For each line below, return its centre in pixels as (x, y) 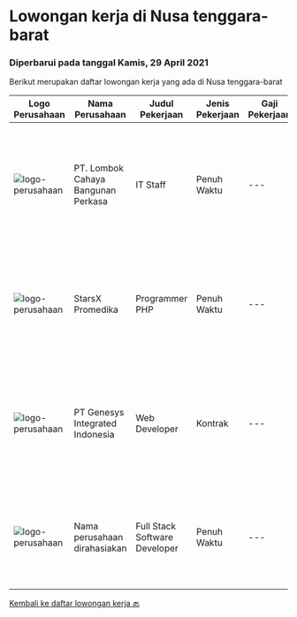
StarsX (88, 299)
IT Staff (151, 185)
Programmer (162, 299)
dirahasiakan (100, 548)
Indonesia (94, 435)
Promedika (96, 309)
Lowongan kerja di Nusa (99, 16)
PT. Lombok (99, 168)
